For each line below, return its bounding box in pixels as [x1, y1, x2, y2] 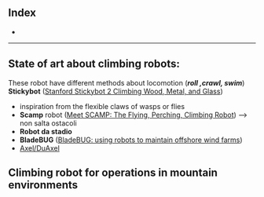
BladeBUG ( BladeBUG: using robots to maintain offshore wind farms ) [19, 135, 243, 144]
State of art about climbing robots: [8, 57, 181, 71]
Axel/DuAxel [19, 143, 60, 152]
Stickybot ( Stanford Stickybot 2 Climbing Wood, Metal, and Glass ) [8, 86, 223, 96]
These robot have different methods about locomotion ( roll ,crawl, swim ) [8, 78, 245, 87]
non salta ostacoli [19, 118, 77, 128]
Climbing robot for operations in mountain [8, 166, 218, 180]
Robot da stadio [19, 126, 72, 136]
